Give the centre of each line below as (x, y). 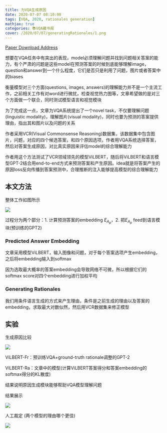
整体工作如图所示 (23, 200)
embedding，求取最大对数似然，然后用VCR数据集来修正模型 (67, 307)
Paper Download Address (31, 47)
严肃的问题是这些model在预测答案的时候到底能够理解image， (85, 64)
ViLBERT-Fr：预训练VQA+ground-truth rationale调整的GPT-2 (67, 357)
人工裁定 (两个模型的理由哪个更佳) (40, 416)
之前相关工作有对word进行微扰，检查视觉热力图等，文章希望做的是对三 (87, 94)
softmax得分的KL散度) (28, 374)
